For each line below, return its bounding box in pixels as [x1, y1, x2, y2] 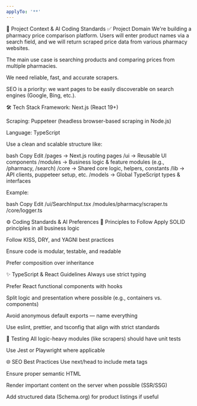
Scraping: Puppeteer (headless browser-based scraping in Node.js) [6, 117, 171, 124]
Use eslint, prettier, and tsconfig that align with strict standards [6, 323, 160, 330]
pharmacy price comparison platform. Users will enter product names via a [6, 32, 189, 39]
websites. [6, 44, 30, 51]
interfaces [6, 177, 31, 185]
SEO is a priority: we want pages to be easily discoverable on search [6, 85, 174, 92]
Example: [6, 189, 29, 196]
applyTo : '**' [6, 8, 42, 15]
